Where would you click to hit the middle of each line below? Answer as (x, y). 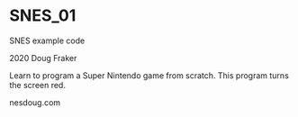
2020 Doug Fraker (43, 58)
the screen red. (37, 85)
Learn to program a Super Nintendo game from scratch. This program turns (149, 75)
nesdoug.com (35, 102)
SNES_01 (43, 16)
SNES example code (47, 40)
